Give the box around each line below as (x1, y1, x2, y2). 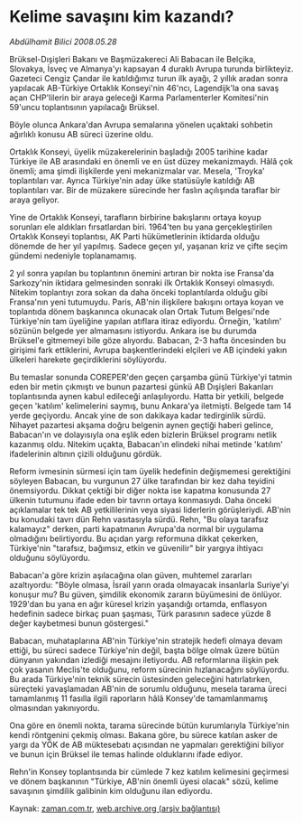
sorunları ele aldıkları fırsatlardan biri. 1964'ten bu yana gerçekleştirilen (9, 221, 273, 232)
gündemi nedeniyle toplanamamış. (9, 250, 137, 261)
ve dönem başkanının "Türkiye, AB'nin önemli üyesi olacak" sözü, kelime (9, 775, 279, 787)
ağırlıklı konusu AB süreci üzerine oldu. (9, 128, 154, 139)
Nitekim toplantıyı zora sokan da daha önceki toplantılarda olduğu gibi (9, 286, 269, 297)
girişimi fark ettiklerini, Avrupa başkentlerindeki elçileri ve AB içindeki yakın (9, 344, 288, 355)
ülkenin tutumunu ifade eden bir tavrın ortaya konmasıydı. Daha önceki (9, 494, 272, 505)
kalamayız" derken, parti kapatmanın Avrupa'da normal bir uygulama (9, 523, 264, 534)
